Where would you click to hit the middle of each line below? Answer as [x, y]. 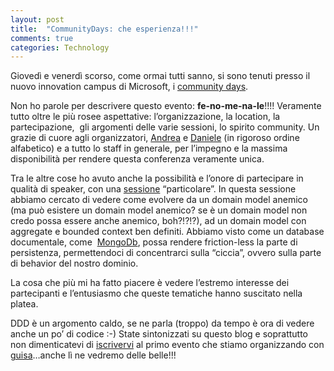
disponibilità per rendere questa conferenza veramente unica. [137, 159]
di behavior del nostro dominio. [74, 263]
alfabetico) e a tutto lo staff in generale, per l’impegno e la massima [149, 148]
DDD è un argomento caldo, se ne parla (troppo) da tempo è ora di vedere [162, 323]
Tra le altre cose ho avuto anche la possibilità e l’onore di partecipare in [157, 178]
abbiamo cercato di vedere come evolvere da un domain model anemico [159, 200]
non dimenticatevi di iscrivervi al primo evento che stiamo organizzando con [167, 345]
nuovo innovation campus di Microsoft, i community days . [129, 87]
